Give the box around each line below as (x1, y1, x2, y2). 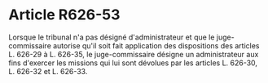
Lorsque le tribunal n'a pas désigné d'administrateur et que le (8, 32, 215, 42)
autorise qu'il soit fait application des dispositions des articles (52, 40, 260, 50)
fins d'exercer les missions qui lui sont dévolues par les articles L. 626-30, (8, 58, 258, 68)
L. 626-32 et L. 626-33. (8, 66, 88, 76)
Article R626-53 (8, 6, 121, 24)
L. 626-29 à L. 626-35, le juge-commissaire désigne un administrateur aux (8, 49, 259, 59)
